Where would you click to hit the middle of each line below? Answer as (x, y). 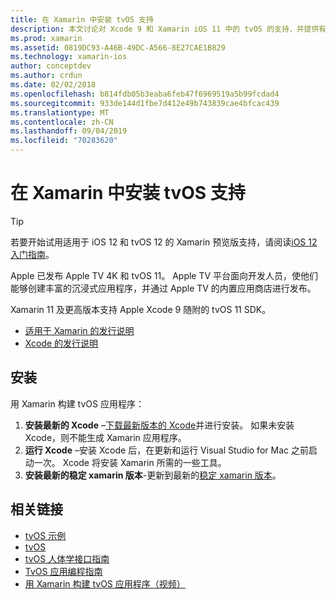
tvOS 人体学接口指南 (67, 558)
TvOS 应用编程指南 (63, 571)
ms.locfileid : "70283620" (64, 141)
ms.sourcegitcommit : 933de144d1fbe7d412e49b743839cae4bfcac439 (145, 103)
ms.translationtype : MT (60, 112)
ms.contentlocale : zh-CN (62, 122)
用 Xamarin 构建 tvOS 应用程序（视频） (105, 583)
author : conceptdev (51, 66)
